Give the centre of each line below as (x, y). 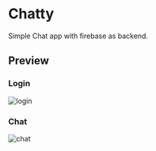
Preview (29, 61)
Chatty (31, 14)
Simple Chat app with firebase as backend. (78, 36)
